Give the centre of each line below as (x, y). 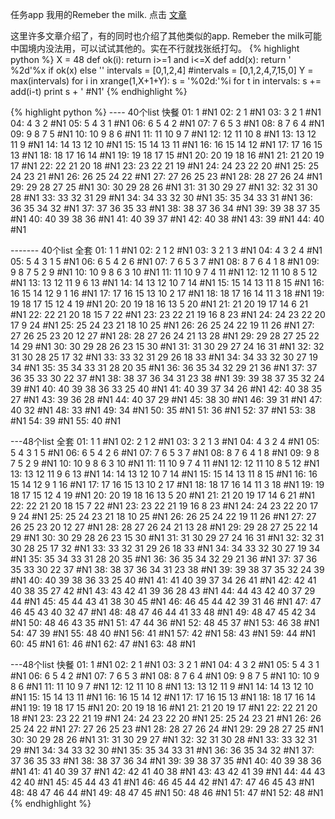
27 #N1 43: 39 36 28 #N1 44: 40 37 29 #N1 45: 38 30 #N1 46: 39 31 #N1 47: (166, 399)
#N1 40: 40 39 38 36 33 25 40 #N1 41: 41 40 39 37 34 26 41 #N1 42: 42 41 (163, 580)
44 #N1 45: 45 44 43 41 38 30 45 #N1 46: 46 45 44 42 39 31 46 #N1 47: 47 (166, 601)
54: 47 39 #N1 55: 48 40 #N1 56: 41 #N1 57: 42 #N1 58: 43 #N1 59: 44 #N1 (163, 633)
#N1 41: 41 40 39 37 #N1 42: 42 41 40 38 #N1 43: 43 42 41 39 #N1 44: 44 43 (168, 771)
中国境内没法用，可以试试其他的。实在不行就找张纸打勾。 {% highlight (155, 48)
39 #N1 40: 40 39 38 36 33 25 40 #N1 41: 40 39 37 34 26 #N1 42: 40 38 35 (166, 389)
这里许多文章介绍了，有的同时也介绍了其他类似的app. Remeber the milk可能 (166, 36)
